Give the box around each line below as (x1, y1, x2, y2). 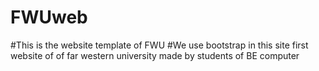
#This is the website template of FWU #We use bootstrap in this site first (10, 39, 309, 51)
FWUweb (10, 6, 88, 29)
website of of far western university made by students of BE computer (10, 49, 300, 61)
